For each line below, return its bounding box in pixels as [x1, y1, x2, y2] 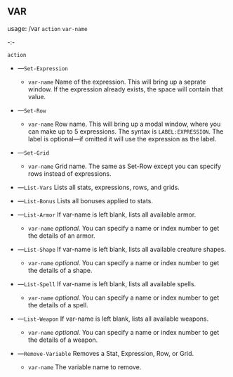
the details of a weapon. [27, 336, 98, 344]
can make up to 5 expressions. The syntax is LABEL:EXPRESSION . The [27, 127, 224, 136]
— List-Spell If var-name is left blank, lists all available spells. [17, 279, 197, 288]
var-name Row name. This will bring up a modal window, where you [27, 120, 221, 128]
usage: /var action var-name [7, 24, 88, 32]
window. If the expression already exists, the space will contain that [27, 84, 223, 94]
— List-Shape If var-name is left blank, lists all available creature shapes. [17, 245, 227, 253]
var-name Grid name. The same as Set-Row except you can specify [27, 162, 221, 170]
